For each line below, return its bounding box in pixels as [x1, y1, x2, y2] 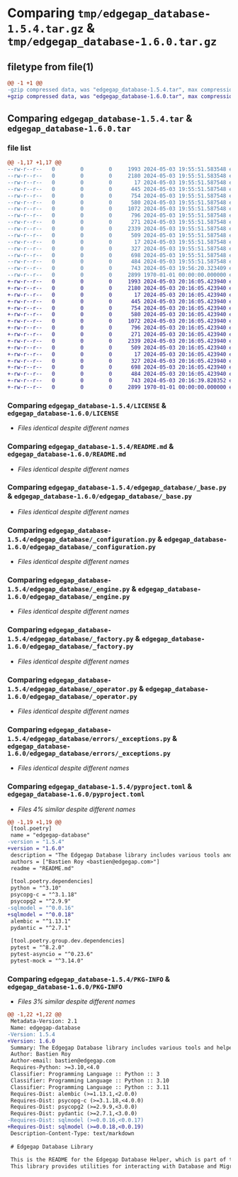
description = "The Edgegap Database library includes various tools [10, 851, 220, 859]
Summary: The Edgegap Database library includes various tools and [10, 1044, 214, 1051]
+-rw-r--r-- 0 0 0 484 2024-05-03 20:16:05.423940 [7, 371, 227, 378]
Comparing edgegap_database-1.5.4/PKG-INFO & [7, 974, 171, 984]
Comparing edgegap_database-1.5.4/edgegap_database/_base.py [7, 482, 227, 492]
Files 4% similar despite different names [17, 805, 136, 813]
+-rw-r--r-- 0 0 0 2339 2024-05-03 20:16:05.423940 [7, 337, 227, 345]
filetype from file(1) [7, 60, 94, 72]
